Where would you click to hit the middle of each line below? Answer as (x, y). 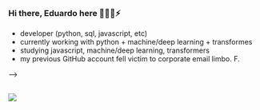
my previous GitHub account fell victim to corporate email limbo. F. (130, 59)
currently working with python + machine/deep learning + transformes (136, 42)
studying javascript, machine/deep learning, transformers (115, 50)
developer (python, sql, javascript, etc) (84, 33)
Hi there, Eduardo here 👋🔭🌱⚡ (65, 13)
